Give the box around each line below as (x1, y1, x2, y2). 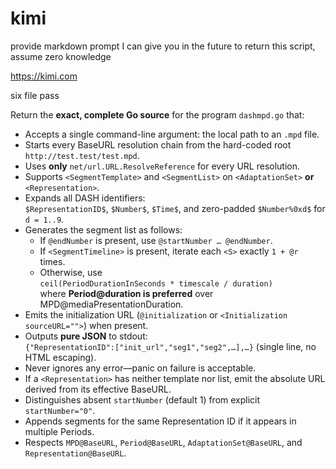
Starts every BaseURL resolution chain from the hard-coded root (24, 138, 292, 151)
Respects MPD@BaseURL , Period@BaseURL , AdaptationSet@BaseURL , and (24, 436, 303, 448)
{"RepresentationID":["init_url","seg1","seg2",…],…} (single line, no (24, 340, 317, 352)
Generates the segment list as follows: (24, 223, 183, 236)
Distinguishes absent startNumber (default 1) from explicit (24, 393, 261, 406)
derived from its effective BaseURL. (24, 383, 172, 395)
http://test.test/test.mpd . (24, 149, 140, 161)
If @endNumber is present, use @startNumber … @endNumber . (39, 234, 273, 246)
